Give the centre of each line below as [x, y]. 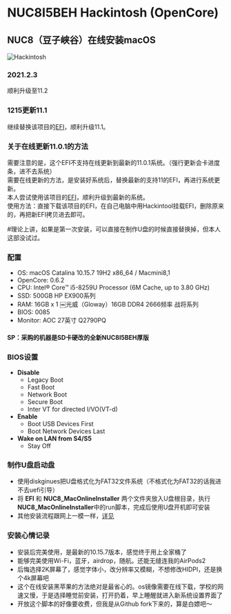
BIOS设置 [23, 357]
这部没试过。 [25, 238]
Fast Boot [41, 387]
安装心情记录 [29, 535]
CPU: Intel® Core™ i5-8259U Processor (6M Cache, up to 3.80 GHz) [113, 287]
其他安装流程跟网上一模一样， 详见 [66, 516]
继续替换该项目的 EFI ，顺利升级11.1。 [58, 126]
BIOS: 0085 [33, 312]
